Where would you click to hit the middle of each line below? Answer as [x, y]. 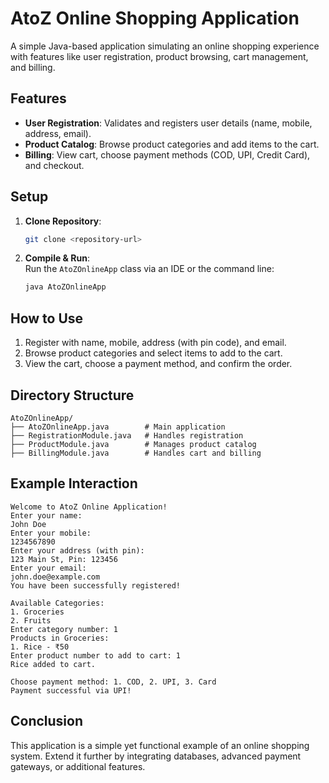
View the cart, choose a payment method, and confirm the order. [158, 364]
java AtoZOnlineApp [65, 287]
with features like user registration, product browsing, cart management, [159, 56]
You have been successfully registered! [96, 585]
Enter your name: [46, 515]
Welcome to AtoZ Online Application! [89, 507]
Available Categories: [57, 603]
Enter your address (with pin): [77, 550]
